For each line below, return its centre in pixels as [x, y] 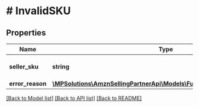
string [61, 67]
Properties [26, 33]
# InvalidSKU [38, 11]
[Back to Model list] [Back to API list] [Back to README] [74, 98]
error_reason [28, 84]
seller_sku [24, 67]
